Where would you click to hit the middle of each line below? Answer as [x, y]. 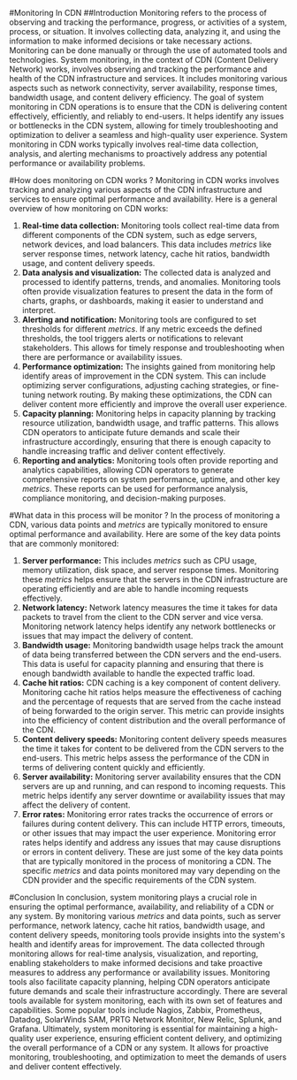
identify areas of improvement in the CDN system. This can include [144, 376]
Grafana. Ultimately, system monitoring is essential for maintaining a [133, 1029]
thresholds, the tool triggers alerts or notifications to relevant [133, 338]
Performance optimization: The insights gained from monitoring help [148, 367]
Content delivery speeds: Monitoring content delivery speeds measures [154, 739]
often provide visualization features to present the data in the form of [148, 291]
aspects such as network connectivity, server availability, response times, [144, 88]
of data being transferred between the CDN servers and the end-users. [152, 655]
